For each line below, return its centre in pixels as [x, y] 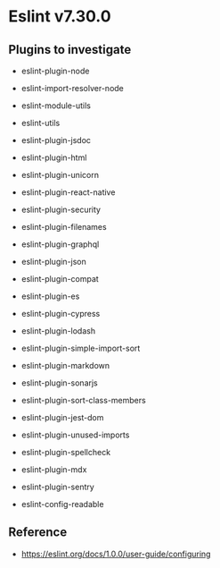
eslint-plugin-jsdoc [56, 140]
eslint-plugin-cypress [61, 314]
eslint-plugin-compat [60, 279]
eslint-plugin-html [54, 157]
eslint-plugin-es [50, 296]
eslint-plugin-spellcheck [66, 452]
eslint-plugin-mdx [54, 470]
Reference [38, 533]
